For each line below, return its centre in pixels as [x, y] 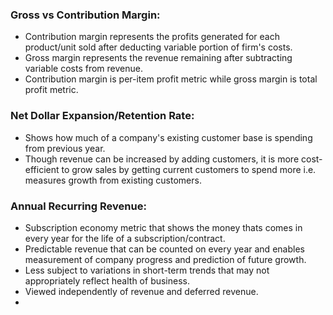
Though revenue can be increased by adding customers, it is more [162, 159]
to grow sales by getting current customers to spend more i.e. [189, 169]
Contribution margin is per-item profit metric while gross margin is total [171, 79]
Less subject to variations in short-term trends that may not [147, 270]
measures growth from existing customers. [113, 180]
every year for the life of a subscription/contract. [125, 238]
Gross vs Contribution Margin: [85, 15]
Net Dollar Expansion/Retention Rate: [102, 116]
